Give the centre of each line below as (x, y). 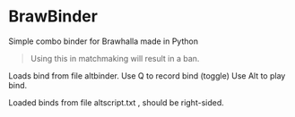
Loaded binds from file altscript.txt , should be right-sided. (117, 102)
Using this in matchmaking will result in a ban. (115, 58)
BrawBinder (53, 17)
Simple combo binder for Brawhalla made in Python (104, 41)
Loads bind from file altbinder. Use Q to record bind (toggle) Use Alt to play (147, 75)
